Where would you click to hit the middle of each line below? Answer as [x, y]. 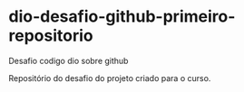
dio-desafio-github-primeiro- [122, 17]
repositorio [51, 36]
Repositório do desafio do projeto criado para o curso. [110, 78]
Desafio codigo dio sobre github [68, 60]
